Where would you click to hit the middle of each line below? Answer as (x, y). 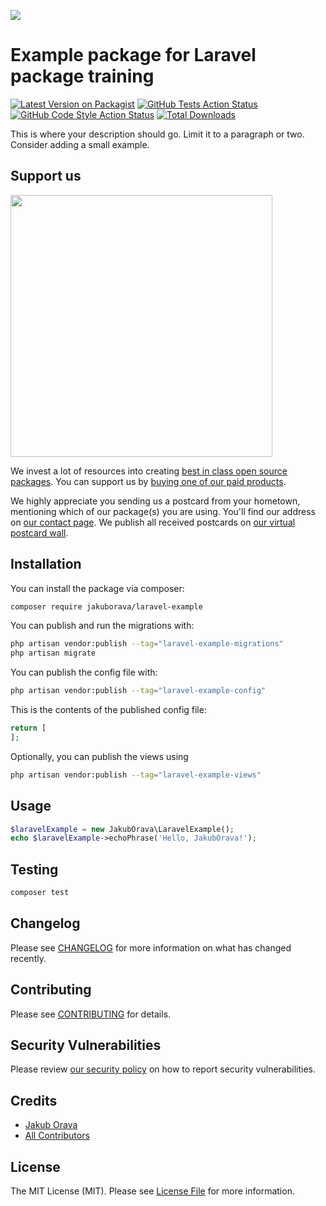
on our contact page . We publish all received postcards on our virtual (153, 522)
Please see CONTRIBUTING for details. (91, 1014)
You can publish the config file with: (84, 672)
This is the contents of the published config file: (108, 710)
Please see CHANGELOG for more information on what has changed (151, 947)
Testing (34, 869)
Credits (34, 1100)
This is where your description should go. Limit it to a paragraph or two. (157, 134)
